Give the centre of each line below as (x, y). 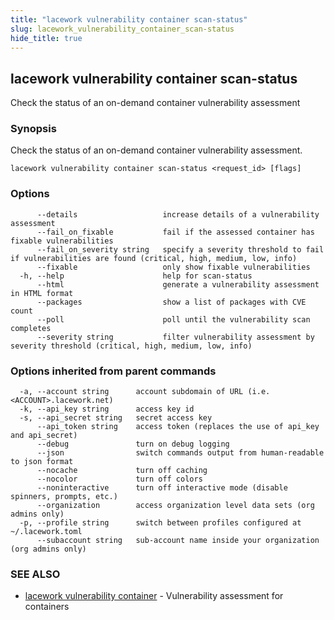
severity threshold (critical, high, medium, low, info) (131, 346)
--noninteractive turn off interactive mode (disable (162, 488)
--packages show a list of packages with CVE (171, 302)
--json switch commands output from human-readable (180, 453)
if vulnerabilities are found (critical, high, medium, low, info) (154, 258)
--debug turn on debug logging (133, 444)
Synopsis (33, 129)
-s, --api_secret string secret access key (116, 418)
